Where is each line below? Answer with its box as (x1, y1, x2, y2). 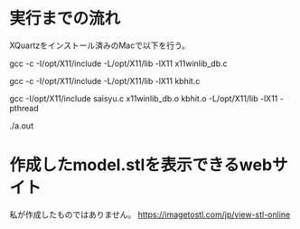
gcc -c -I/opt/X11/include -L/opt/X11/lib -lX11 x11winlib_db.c (9, 58, 228, 69)
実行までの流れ (9, 8, 121, 29)
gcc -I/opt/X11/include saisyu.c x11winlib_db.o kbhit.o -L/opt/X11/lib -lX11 (9, 92, 278, 104)
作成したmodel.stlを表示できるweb (9, 155, 273, 176)
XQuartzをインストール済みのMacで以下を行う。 (9, 40, 191, 51)
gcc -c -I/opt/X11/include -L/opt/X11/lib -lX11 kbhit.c (9, 75, 201, 86)
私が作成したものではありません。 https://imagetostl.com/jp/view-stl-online (9, 209, 291, 220)
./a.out (9, 119, 34, 131)
